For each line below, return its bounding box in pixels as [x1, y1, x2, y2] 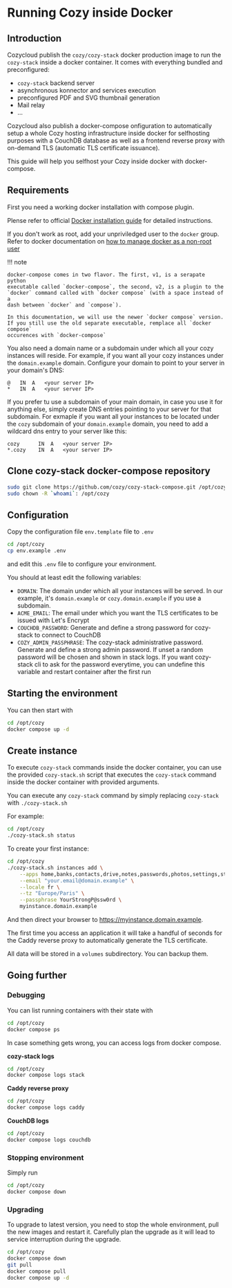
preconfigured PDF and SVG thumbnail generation [17, 93, 160, 102]
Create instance [7, 745, 77, 756]
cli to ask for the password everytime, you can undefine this [34, 660, 205, 669]
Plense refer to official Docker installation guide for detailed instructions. [7, 216, 213, 224]
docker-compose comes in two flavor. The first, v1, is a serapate [7, 271, 206, 278]
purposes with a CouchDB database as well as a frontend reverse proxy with [7, 136, 225, 145]
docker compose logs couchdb [7, 1136, 91, 1143]
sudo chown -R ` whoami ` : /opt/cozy [7, 490, 110, 497]
